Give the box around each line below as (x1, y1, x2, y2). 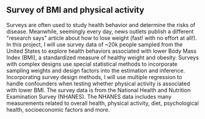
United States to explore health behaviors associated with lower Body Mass (6, 47, 197, 55)
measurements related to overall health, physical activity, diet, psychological (6, 99, 199, 107)
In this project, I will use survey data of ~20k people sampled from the (6, 40, 183, 48)
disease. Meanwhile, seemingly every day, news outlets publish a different (6, 28, 194, 35)
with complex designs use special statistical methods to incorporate (6, 60, 178, 67)
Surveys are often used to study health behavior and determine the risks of (6, 21, 196, 28)
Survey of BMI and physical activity (6, 5, 145, 15)
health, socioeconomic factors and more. (6, 106, 110, 113)
